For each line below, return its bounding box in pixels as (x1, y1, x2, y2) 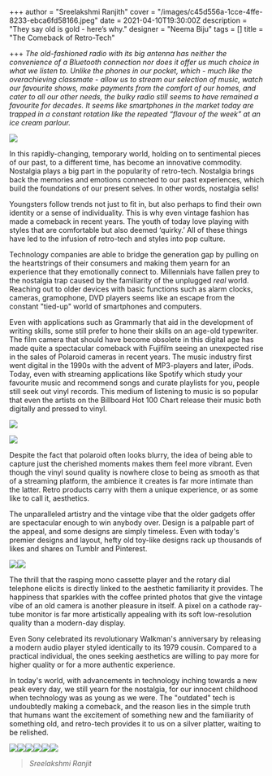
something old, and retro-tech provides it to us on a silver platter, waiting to (9, 719, 261, 728)
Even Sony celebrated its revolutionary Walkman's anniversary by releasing (9, 634, 261, 643)
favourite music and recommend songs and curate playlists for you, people (9, 378, 261, 388)
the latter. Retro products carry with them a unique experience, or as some (9, 484, 259, 494)
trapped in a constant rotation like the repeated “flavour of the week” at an (9, 109, 261, 119)
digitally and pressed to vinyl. (9, 404, 108, 414)
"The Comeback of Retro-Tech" (9, 33, 115, 42)
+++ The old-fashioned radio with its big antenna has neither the (9, 49, 227, 58)
